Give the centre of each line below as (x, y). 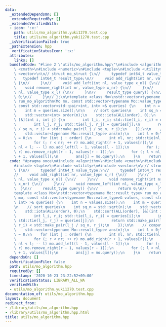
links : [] (24, 60)
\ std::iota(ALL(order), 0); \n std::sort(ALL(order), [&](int (86, 212)
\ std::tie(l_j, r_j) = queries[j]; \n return (69, 221)
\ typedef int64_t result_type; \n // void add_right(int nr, (84, 78)
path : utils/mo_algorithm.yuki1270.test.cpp (61, 33)
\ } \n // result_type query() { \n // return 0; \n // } (87, 188)
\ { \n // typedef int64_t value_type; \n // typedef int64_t (84, 170)
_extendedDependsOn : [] (34, 14)
